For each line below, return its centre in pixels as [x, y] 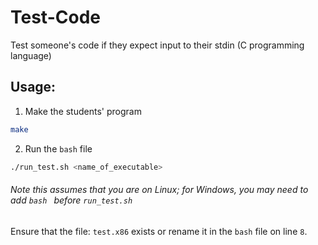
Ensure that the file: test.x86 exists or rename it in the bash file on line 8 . [159, 231]
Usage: [33, 87]
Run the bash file [58, 148]
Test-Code [55, 17]
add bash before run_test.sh [71, 200]
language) [31, 55]
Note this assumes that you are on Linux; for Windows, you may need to [159, 190]
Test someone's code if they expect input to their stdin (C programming [157, 45]
